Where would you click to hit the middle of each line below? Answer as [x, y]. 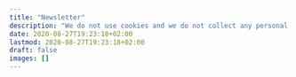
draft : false [33, 50]
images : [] [29, 58]
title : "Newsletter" [48, 17]
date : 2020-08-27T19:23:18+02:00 [71, 34]
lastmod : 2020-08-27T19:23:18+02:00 [77, 42]
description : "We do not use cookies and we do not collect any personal [149, 26]
